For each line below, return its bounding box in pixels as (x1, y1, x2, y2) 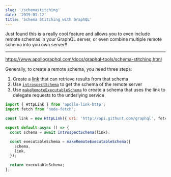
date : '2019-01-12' (5, 12, 47, 17)
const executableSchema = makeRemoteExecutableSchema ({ (10, 139, 131, 144)
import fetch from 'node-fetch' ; (5, 107, 76, 112)
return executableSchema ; (10, 162, 65, 168)
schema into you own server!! (5, 42, 68, 48)
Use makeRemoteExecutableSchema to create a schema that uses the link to (12, 87, 165, 93)
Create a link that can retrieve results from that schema (12, 76, 129, 82)
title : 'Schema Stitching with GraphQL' (5, 17, 93, 22)
